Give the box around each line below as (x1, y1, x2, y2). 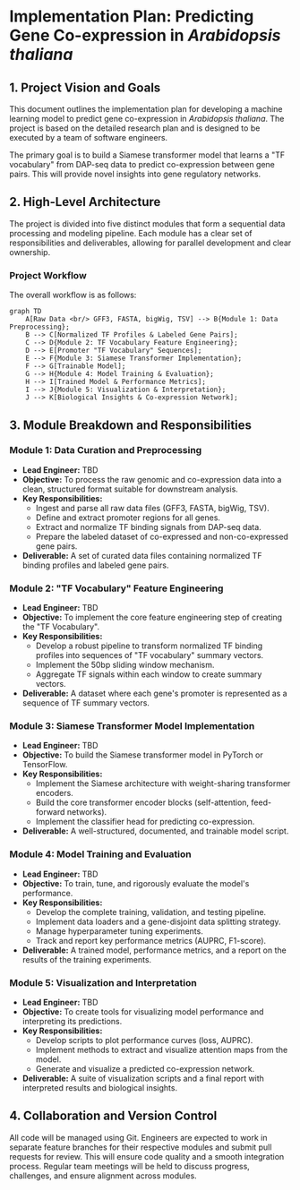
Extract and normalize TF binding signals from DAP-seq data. (35, 521, 261, 532)
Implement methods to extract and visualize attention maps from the (35, 1044, 288, 1055)
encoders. (35, 788, 73, 799)
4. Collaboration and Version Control (9, 1109, 218, 1124)
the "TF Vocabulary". (21, 621, 100, 632)
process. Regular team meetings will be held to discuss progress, (9, 1160, 251, 1171)
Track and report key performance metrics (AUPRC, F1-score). (35, 935, 267, 946)
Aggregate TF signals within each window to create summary (35, 669, 262, 680)
